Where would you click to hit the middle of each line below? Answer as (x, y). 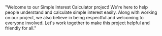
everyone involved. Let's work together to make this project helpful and (78, 23)
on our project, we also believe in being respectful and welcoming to (74, 18)
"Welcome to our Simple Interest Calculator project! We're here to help (77, 7)
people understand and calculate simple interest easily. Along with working (81, 12)
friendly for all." (21, 28)
